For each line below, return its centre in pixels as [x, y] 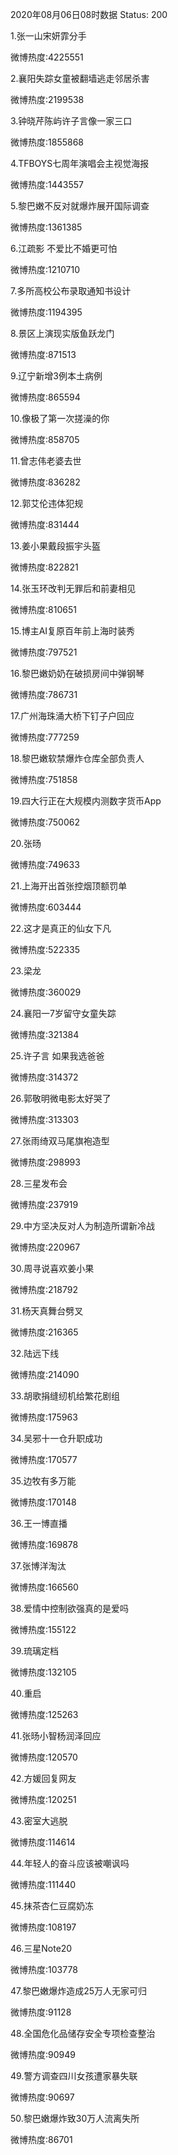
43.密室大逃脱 [39, 1821]
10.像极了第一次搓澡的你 [60, 418]
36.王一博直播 [39, 1523]
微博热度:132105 [43, 1672]
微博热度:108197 [43, 1927]
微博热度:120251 [43, 1799]
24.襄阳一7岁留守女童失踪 [63, 1013]
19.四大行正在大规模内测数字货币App [86, 801]
